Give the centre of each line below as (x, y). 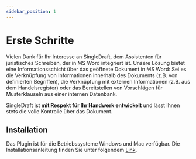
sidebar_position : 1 (31, 11)
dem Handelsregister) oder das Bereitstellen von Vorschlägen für (84, 88)
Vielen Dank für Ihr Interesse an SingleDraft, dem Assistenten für (84, 57)
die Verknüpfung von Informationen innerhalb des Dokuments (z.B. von (92, 75)
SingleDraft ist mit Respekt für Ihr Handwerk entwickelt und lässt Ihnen (93, 105)
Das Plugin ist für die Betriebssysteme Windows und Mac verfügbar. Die (93, 144)
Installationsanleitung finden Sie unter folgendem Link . (72, 150)
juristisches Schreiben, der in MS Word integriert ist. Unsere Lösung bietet (96, 63)
